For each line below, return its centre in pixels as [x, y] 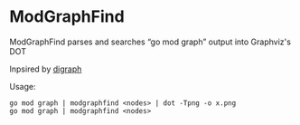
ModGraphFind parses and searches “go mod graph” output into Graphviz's [150, 42]
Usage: [23, 86]
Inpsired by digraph [46, 69]
